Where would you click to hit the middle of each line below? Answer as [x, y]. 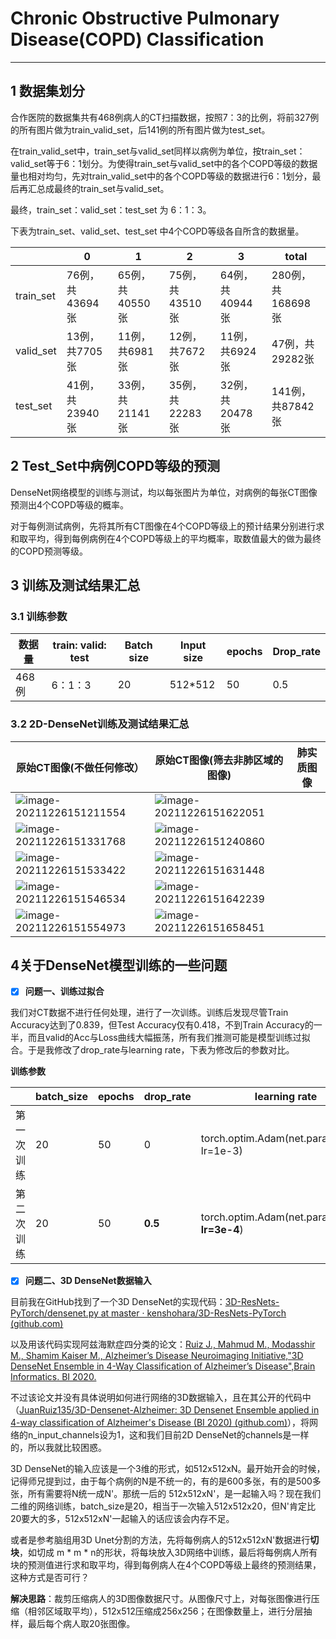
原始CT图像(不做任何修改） [80, 767]
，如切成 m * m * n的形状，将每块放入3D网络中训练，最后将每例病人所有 [168, 1553]
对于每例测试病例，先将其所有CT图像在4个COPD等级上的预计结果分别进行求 [167, 526]
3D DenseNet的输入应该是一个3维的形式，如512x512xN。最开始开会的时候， [168, 1469]
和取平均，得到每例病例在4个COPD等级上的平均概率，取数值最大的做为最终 [166, 538]
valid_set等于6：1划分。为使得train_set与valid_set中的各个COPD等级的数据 [164, 163]
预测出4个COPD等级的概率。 [70, 504]
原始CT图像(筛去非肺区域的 [219, 760]
